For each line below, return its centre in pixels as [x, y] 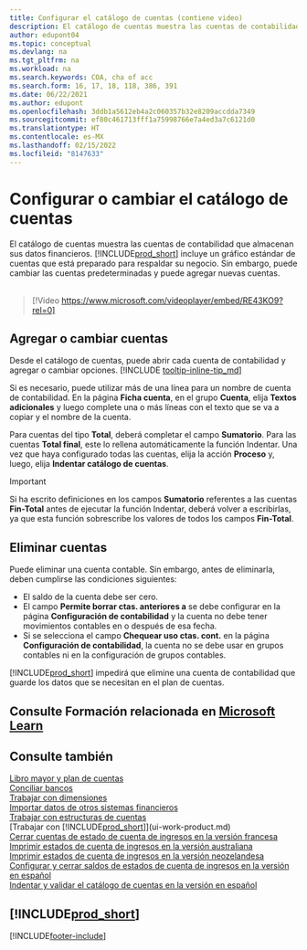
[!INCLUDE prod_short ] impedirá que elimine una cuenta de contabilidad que [153, 673]
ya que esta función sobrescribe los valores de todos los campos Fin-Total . [152, 519]
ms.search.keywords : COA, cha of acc [81, 78]
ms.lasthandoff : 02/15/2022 [63, 145]
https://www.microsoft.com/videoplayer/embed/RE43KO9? [172, 300]
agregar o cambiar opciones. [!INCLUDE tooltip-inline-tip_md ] [126, 370]
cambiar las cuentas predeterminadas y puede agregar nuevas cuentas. [145, 273]
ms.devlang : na [38, 52]
